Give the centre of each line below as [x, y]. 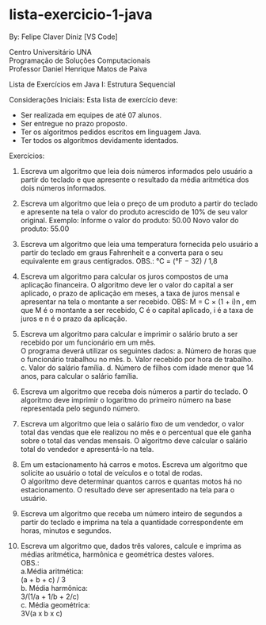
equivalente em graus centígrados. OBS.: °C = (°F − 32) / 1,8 [119, 260]
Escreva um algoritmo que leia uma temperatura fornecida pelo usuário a [139, 244]
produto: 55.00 [45, 229]
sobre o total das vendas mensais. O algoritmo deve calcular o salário [134, 440]
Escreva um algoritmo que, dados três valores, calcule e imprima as [131, 546]
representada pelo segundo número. [80, 408]
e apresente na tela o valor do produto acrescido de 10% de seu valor [134, 211]
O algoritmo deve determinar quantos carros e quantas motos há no [131, 481]
